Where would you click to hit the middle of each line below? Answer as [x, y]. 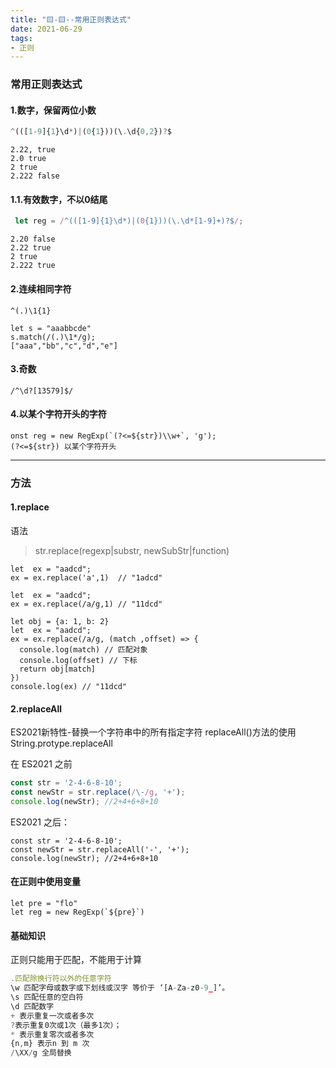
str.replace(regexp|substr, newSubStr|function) [132, 551]
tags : [21, 38]
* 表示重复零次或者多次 [52, 1034]
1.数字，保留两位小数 [53, 110]
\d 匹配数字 [32, 1006]
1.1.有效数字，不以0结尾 [59, 199]
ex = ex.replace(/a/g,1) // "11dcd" [86, 604]
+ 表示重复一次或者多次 [52, 1016]
